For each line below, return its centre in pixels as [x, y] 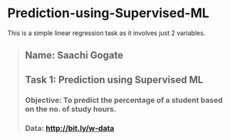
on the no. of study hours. [70, 109]
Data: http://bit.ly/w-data [69, 128]
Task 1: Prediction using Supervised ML [114, 80]
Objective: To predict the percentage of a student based [124, 100]
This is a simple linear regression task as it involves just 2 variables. [106, 33]
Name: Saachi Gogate [74, 55]
